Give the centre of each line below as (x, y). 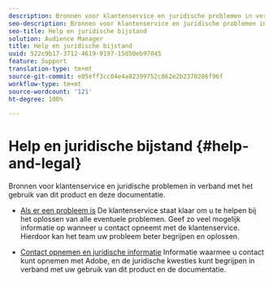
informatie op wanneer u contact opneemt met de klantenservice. (130, 228)
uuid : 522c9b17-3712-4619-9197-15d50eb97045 (85, 54)
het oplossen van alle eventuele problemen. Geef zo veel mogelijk (130, 219)
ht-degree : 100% (36, 99)
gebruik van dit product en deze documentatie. (87, 195)
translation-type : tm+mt (50, 69)
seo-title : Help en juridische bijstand (78, 31)
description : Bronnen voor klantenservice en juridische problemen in (130, 16)
